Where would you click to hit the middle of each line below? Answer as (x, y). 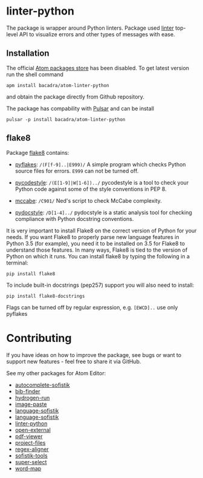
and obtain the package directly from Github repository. (76, 97)
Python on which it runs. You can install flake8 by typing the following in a (98, 256)
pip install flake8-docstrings (46, 296)
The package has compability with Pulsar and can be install (80, 108)
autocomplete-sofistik (43, 385)
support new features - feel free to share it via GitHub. (74, 361)
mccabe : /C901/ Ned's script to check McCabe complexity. (88, 200)
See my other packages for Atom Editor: (56, 373)
